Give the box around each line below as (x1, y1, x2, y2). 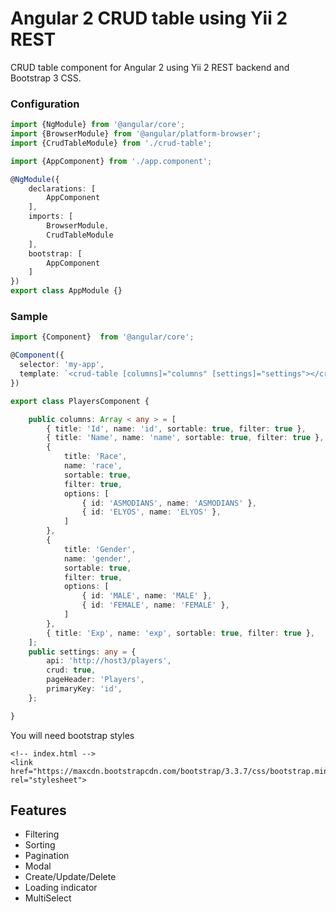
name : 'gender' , (63, 553, 132, 564)
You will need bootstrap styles (10, 729, 135, 741)
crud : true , (46, 665, 97, 676)
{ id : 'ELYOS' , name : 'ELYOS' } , (81, 507, 222, 517)
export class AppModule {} (10, 286, 123, 296)
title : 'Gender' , (63, 544, 137, 554)
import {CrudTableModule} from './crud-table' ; (10, 138, 213, 148)
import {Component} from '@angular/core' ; (10, 332, 195, 342)
